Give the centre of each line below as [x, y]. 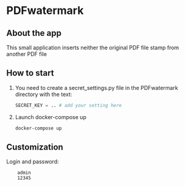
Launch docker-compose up [51, 117]
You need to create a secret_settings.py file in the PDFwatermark [96, 88]
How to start [30, 73]
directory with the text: [44, 94]
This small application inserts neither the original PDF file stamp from [93, 47]
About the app [34, 33]
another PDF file [27, 54]
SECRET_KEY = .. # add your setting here [68, 105]
